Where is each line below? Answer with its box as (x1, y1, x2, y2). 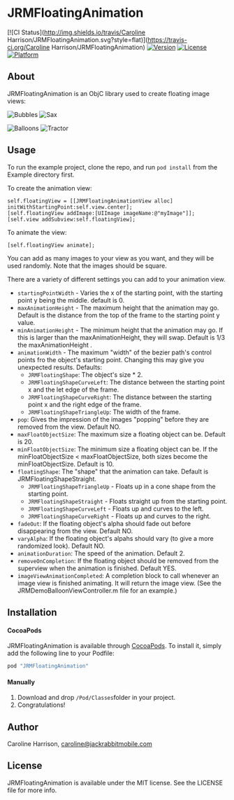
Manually (7, 677, 35, 686)
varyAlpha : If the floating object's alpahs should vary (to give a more (17, 534, 214, 542)
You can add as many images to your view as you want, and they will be (7, 254, 214, 262)
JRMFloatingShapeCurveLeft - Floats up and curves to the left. (27, 504, 204, 513)
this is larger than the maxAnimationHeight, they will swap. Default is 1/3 (17, 333, 226, 341)
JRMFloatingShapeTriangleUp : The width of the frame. (27, 408, 181, 416)
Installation (7, 606, 57, 618)
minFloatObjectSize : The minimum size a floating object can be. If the (17, 445, 218, 453)
